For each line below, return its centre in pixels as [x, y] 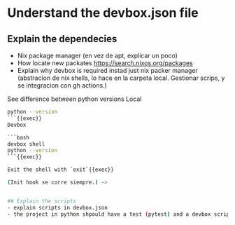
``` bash [19, 137]
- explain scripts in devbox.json [58, 207]
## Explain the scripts [42, 201]
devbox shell [26, 144]
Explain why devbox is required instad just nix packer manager [107, 70]
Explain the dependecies [62, 39]
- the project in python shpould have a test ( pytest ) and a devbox [109, 214]
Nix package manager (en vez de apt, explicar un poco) [98, 55]
